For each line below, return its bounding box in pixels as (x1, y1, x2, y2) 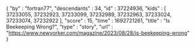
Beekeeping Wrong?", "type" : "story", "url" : (6, 23, 113, 30)
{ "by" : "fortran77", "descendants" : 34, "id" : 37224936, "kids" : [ (6, 5, 166, 12)
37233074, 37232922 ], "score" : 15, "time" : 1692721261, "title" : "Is (6, 17, 170, 24)
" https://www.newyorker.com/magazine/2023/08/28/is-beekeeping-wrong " (6, 29, 190, 36)
